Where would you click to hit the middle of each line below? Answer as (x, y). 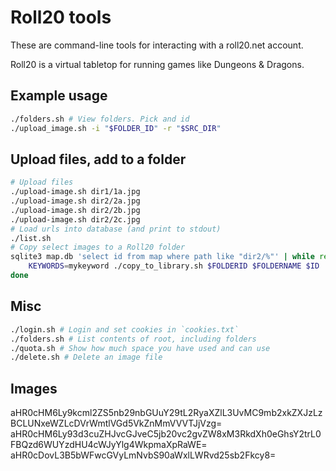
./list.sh (31, 238)
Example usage (59, 96)
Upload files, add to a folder (98, 159)
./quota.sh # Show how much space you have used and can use (140, 348)
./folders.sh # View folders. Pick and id (100, 119)
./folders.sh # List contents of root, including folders (133, 339)
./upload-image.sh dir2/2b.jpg (75, 210)
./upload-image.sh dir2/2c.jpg (75, 219)
